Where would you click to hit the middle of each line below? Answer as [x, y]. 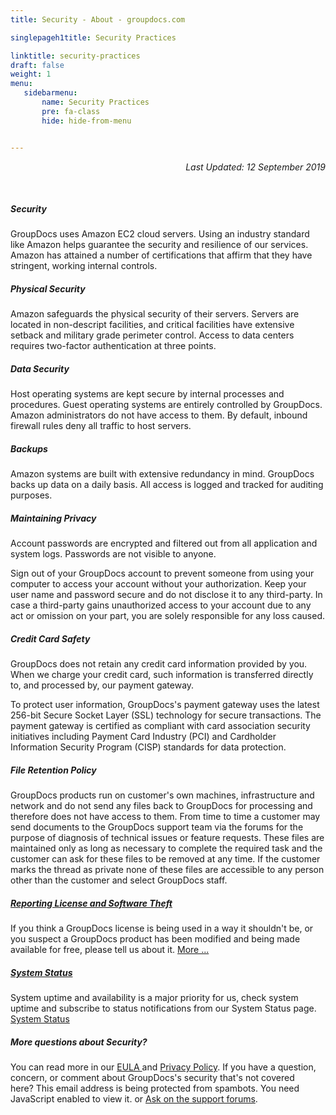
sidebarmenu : [50, 93]
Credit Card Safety [50, 638]
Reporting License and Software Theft [91, 903]
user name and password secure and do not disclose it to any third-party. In [166, 595]
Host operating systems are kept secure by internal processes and [147, 394]
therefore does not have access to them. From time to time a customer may [165, 817]
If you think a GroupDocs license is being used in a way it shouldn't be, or [162, 928]
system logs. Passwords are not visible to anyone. [113, 554]
